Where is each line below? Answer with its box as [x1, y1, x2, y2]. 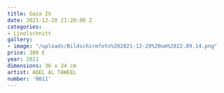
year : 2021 [7, 56, 39, 63]
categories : [7, 23, 42, 30]
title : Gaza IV [7, 10, 52, 17]
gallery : [7, 36, 33, 43]
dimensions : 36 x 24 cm [7, 62, 77, 69]
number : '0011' [7, 75, 52, 83]
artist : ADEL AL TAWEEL [7, 69, 77, 76]
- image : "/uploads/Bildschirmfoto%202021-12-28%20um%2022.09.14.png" [7, 43, 218, 50]
